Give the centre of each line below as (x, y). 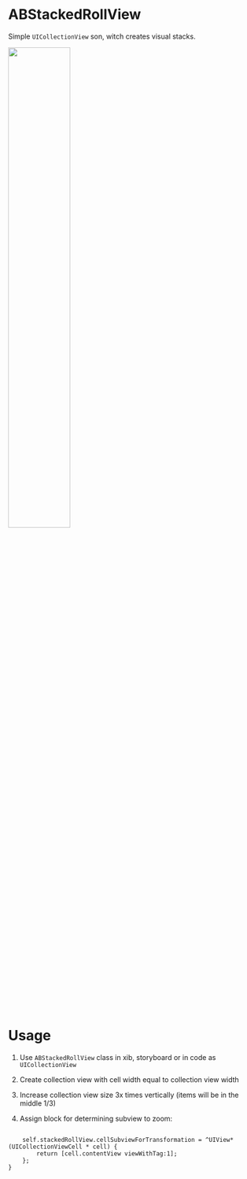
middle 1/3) (38, 1103)
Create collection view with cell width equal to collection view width (129, 1079)
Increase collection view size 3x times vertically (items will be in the (129, 1095)
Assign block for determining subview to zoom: (96, 1118)
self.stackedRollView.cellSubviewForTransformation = (112, 1140)
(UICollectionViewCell (45, 1147)
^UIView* (219, 1140)
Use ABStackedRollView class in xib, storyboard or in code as (118, 1057)
